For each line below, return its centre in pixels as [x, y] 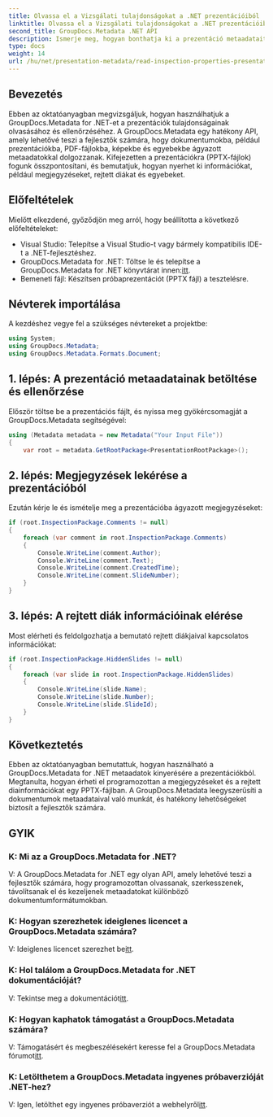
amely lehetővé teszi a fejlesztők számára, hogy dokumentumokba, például [134, 140]
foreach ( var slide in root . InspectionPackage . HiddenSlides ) [128, 674]
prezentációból [48, 488]
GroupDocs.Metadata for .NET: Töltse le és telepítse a [110, 261]
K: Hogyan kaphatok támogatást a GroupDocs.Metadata [121, 1019]
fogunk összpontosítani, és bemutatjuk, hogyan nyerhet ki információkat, [130, 166]
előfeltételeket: [33, 228]
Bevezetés [36, 94]
